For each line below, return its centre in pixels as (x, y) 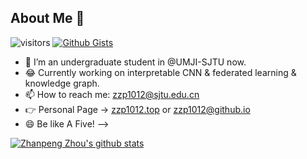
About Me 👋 (47, 18)
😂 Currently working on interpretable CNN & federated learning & (160, 72)
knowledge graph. (62, 83)
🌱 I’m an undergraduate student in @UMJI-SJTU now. (135, 62)
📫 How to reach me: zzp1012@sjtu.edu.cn (112, 94)
